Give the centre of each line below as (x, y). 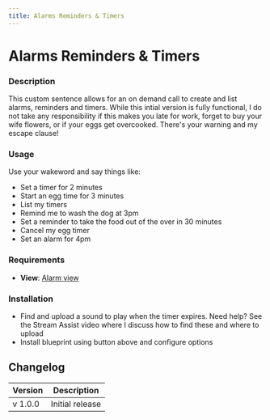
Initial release (76, 404)
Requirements (37, 260)
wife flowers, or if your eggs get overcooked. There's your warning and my (133, 125)
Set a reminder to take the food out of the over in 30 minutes (121, 222)
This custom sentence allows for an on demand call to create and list (123, 99)
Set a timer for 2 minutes (61, 188)
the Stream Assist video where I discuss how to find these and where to (139, 325)
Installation (31, 299)
